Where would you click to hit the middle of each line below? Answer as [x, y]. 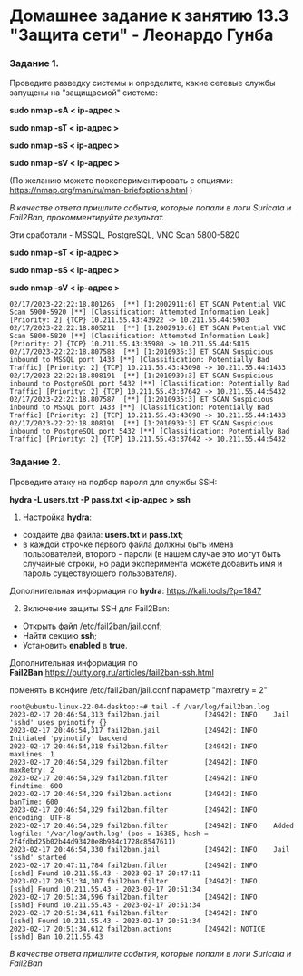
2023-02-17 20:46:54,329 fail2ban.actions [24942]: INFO [133, 794]
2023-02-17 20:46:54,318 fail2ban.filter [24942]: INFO [133, 746]
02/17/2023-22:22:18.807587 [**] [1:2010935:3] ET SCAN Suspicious [142, 400]
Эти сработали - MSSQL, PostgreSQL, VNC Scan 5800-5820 [125, 235]
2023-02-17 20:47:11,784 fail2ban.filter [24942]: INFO [133, 865]
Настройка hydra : [57, 517]
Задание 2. [35, 462]
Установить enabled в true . [75, 645]
